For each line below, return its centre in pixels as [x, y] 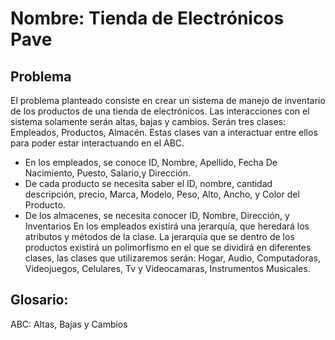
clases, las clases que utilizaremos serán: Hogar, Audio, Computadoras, [172, 258]
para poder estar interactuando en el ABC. [97, 143]
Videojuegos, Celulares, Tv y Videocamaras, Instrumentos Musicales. [167, 268]
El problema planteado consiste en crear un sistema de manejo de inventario [168, 100]
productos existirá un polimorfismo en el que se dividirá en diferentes [168, 247]
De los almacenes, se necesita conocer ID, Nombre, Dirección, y [157, 215]
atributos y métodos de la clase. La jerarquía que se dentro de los [159, 236]
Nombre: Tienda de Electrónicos [147, 18]
